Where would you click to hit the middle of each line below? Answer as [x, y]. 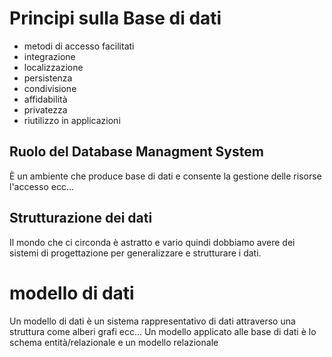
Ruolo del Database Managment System [136, 152]
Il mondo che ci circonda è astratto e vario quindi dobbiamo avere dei [152, 242]
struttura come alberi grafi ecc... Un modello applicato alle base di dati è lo [163, 331]
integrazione [49, 56]
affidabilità [45, 99]
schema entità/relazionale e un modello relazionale [114, 342]
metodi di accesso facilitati [79, 46]
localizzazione [53, 67]
